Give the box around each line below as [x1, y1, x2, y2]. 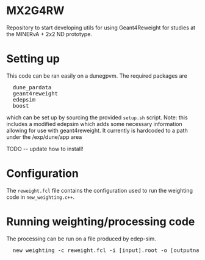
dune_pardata [12, 84, 52, 91]
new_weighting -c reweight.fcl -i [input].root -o [12, 247, 168, 254]
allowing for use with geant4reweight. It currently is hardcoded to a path [6, 127, 188, 134]
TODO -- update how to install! [6, 145, 84, 152]
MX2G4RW [6, 4, 65, 18]
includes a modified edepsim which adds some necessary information [6, 120, 182, 127]
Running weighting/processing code [6, 215, 195, 228]
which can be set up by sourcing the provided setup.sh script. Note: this [6, 114, 188, 121]
